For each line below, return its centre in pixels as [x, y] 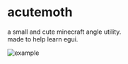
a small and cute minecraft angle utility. [64, 32]
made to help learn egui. [43, 39]
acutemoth [40, 12]
